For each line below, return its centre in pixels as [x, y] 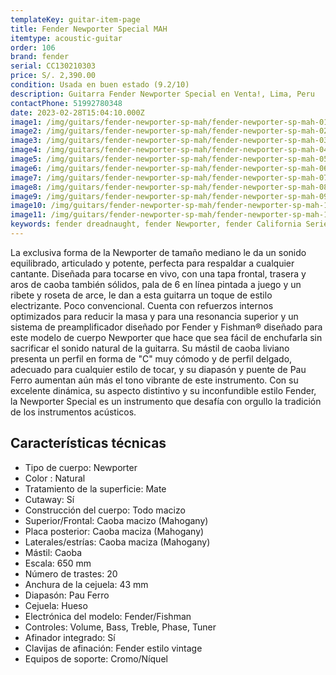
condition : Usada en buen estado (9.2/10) [100, 85]
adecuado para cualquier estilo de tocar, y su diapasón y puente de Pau [158, 369]
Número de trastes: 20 [71, 573]
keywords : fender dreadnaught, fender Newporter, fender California [156, 224]
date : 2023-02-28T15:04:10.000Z [77, 112]
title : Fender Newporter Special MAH [89, 29]
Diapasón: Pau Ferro [67, 595]
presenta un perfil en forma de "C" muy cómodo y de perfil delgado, [151, 358]
